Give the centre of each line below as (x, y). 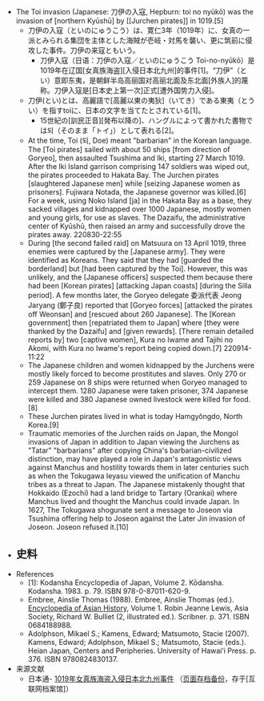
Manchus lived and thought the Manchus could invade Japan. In (134, 502)
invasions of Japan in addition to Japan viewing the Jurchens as (134, 442)
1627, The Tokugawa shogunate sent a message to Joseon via (130, 510)
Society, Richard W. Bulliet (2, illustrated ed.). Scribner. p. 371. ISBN (138, 616)
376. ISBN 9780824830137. (73, 659)
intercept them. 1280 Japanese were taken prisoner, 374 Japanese (138, 391)
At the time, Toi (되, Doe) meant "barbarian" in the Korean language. (140, 140)
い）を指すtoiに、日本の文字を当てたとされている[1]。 (116, 110)
